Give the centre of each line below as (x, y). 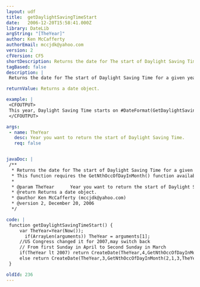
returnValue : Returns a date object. (53, 89)
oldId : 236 (20, 275)
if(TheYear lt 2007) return (54, 253)
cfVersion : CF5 (25, 56)
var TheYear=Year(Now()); (51, 231)
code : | (16, 220)
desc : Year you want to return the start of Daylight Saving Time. (99, 138)
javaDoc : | (20, 159)
